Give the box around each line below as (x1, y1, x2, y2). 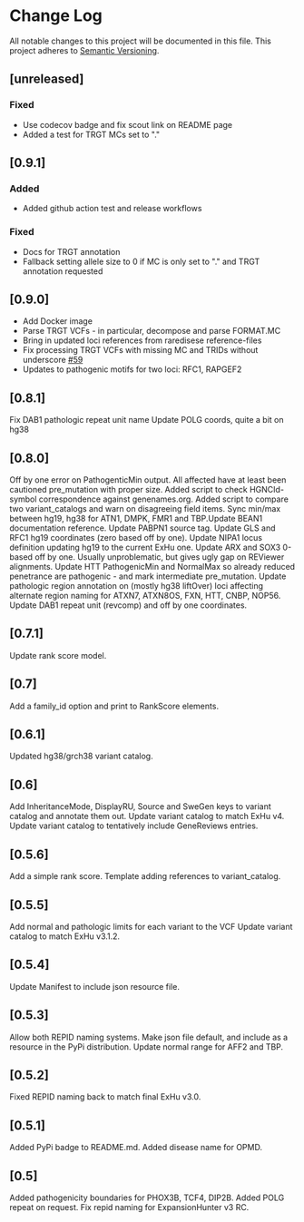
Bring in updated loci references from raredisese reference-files (22, 335, 262, 346)
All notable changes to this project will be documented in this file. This (9, 35, 272, 46)
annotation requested (22, 265, 103, 277)
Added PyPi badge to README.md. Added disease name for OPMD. (9, 1142, 263, 1153)
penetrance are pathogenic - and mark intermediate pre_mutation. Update (9, 571, 287, 582)
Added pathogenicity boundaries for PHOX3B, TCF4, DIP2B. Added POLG (9, 1192, 285, 1203)
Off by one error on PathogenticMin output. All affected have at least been (9, 474, 287, 485)
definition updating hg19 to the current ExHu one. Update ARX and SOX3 (9, 542, 281, 553)
